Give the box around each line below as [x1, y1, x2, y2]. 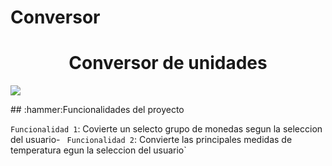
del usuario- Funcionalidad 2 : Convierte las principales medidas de [10, 134, 293, 146]
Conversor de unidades [68, 52, 268, 75]
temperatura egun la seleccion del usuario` [10, 144, 187, 156]
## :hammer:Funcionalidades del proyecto [10, 104, 185, 116]
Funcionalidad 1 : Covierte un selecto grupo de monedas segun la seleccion [10, 123, 323, 135]
